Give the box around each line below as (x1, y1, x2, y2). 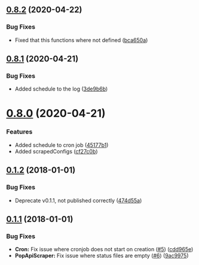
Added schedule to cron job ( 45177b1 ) (14, 141, 109, 149)
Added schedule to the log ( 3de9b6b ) (14, 85, 108, 92)
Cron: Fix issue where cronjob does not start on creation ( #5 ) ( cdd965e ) (14, 246, 194, 253)
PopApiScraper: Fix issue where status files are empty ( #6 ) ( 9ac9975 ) (14, 252, 189, 260)
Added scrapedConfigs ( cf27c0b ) (14, 147, 98, 155)
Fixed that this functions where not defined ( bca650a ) (14, 36, 148, 44)
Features (6, 128, 33, 136)
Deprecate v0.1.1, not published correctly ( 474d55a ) (14, 197, 142, 204)
